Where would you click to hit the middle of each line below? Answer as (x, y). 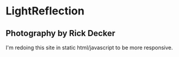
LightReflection (45, 11)
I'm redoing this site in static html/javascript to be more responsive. (89, 47)
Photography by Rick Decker (60, 33)
